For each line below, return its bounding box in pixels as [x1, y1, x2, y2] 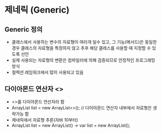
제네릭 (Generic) [4, 4, 70, 16]
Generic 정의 [4, 25, 43, 33]
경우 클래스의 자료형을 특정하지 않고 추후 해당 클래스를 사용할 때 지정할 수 [11, 45, 151, 51]
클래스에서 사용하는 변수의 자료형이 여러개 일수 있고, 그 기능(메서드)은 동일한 [11, 39, 157, 45]
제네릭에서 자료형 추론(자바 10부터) [11, 117, 79, 123]
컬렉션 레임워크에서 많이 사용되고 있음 [11, 69, 84, 75]
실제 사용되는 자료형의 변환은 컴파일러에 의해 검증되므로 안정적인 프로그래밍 [11, 57, 156, 63]
